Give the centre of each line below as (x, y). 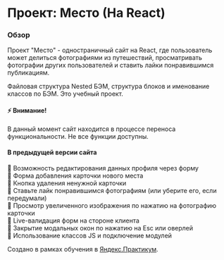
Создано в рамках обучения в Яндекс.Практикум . (83, 249)
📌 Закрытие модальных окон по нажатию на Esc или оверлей (100, 228)
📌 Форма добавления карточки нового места (75, 175)
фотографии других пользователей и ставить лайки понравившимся (111, 66)
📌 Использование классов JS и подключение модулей (90, 235)
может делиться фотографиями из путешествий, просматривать (105, 58)
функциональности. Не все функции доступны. (78, 136)
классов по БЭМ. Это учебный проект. (65, 94)
